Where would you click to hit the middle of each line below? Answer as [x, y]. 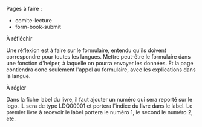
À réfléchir [19, 38]
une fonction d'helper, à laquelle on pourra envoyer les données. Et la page [100, 63]
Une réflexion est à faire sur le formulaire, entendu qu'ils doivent [86, 50]
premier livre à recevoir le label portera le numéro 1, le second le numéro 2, [100, 112]
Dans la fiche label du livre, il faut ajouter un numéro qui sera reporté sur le [99, 99]
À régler [16, 88]
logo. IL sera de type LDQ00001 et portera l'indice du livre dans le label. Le [99, 106]
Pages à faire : [24, 9]
